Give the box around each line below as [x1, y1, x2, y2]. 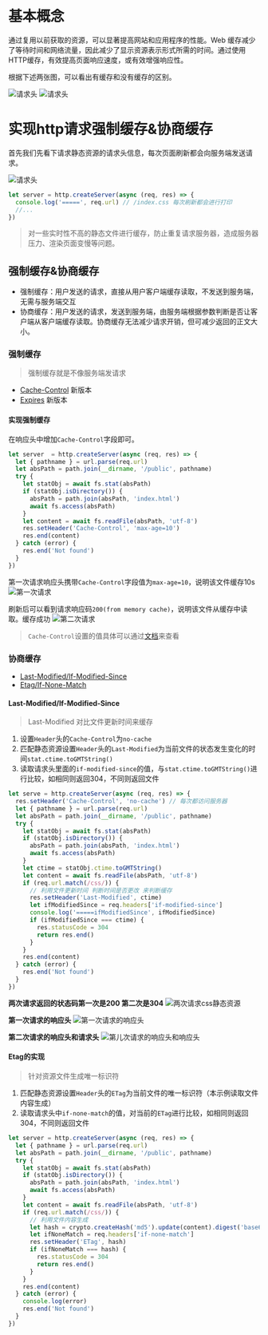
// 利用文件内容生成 [29, 1215, 89, 1224]
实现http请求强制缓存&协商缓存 [8, 121, 214, 138]
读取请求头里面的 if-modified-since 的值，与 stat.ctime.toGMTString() [19, 764, 251, 774]
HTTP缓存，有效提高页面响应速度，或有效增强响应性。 [8, 55, 188, 65]
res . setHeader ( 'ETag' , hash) [29, 1238, 127, 1246]
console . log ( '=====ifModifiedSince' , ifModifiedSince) [29, 909, 216, 917]
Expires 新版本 [19, 395, 68, 405]
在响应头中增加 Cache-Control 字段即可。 [8, 434, 140, 444]
